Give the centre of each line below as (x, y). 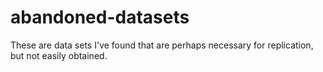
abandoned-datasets (100, 17)
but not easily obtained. (59, 55)
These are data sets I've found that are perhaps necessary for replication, (162, 45)
